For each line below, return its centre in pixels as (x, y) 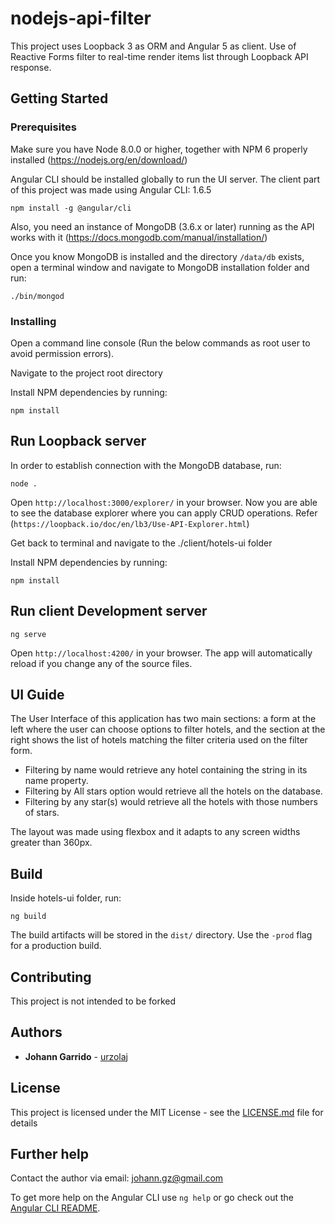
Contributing (51, 977)
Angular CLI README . (55, 1208)
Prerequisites (43, 127)
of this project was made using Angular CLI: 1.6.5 (111, 189)
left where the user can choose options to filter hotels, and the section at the (168, 729)
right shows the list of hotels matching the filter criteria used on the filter (159, 740)
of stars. (42, 813)
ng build (28, 917)
